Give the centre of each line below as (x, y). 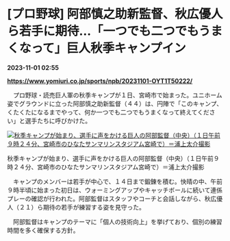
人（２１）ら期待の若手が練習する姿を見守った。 (76, 207)
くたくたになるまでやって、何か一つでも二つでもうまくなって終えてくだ (108, 112)
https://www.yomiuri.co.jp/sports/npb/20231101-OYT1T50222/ (100, 81)
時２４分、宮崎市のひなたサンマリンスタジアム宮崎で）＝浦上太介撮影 (106, 167)
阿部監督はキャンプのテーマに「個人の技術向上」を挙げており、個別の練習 (117, 221)
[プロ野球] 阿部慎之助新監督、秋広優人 (115, 14)
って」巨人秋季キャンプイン (108, 48)
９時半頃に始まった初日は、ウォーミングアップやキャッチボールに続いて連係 (115, 190)
